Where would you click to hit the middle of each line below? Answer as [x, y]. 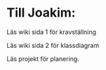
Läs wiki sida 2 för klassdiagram [53, 45]
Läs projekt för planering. [43, 59]
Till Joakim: [41, 13]
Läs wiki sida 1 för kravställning [51, 32]
